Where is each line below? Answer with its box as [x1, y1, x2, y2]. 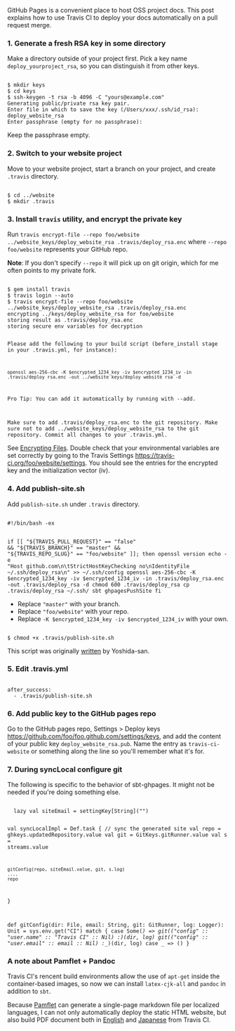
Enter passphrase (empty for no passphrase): [7, 119, 142, 126]
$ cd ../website [7, 191, 55, 199]
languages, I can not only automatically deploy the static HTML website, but [7, 1008, 227, 1017]
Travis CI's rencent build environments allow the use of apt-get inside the [7, 972, 220, 980]
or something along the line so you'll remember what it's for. [31, 747, 205, 755]
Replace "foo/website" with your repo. [17, 607, 130, 615]
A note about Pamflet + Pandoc [7, 956, 116, 966]
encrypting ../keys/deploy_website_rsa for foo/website [7, 310, 174, 317]
